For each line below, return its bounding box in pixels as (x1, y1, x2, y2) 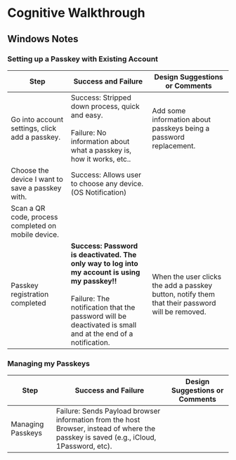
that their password (152, 298, 216, 308)
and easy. (70, 110, 103, 120)
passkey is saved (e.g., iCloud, (55, 433, 157, 442)
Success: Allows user (70, 170, 142, 180)
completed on (11, 221, 57, 230)
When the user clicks (152, 272, 222, 282)
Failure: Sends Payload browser (55, 406, 161, 416)
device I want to (11, 174, 63, 184)
